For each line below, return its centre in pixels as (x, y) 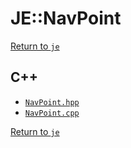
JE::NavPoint (66, 18)
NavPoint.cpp (52, 113)
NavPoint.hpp (52, 102)
